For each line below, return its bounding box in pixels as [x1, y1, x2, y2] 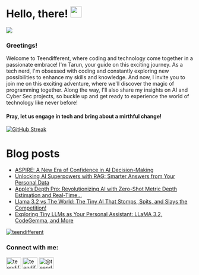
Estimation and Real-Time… [14, 192, 82, 199]
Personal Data [14, 179, 49, 186]
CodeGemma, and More [14, 217, 74, 224]
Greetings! [6, 41, 37, 49]
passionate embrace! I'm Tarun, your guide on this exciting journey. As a [6, 61, 183, 68]
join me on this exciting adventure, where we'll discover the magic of [6, 80, 174, 87]
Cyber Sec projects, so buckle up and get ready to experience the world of [6, 93, 189, 100]
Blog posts [6, 146, 60, 160]
